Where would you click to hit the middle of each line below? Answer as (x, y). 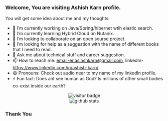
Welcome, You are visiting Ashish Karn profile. (63, 8)
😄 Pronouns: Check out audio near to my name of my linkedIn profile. (85, 73)
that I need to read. (32, 50)
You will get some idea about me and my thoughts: (57, 19)
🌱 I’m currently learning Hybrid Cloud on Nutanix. (63, 34)
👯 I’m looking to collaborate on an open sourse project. (69, 39)
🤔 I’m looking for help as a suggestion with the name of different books (86, 44)
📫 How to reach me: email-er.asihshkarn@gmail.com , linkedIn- (78, 60)
